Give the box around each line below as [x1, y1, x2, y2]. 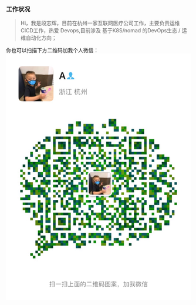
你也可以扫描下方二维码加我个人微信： [6, 47, 99, 54]
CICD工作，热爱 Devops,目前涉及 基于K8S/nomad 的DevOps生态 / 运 [20, 27, 187, 34]
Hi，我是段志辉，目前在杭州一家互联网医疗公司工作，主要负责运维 [20, 19, 180, 27]
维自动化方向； [20, 34, 57, 42]
